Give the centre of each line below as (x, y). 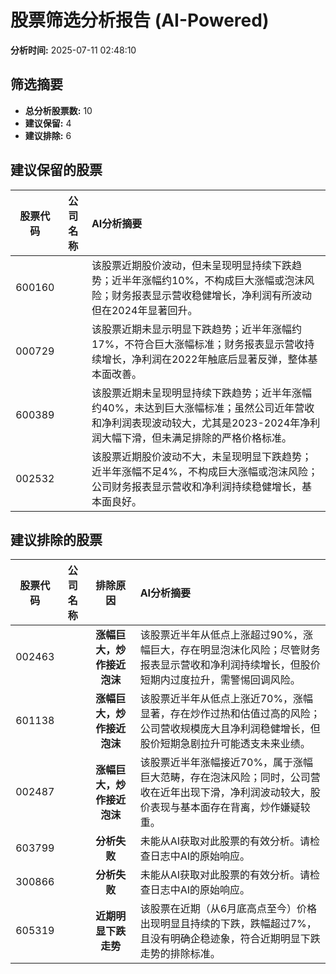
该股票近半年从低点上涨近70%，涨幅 (226, 699)
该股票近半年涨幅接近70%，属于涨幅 (226, 763)
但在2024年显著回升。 (144, 310)
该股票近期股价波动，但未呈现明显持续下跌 (191, 265)
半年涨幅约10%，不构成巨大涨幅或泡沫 (213, 280)
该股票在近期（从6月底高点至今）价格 (228, 909)
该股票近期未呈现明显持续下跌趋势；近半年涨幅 (201, 393)
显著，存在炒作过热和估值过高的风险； (230, 714)
